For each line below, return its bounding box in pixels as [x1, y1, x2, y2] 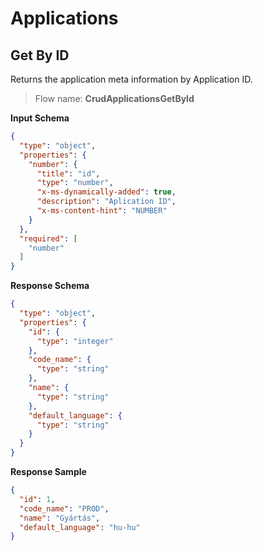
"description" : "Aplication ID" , [36, 197, 177, 207]
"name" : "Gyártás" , [19, 513, 101, 523]
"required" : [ [19, 233, 78, 244]
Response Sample [10, 466, 87, 477]
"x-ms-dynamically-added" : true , [36, 187, 177, 197]
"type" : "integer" [36, 336, 114, 346]
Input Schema [10, 112, 70, 124]
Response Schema [10, 280, 90, 292]
